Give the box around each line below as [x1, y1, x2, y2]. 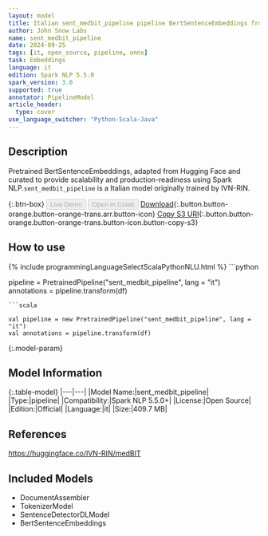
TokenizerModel [19, 501, 73, 510]
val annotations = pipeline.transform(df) [8, 329, 152, 337]
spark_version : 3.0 [8, 78, 73, 86]
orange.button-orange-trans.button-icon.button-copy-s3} [8, 217, 199, 227]
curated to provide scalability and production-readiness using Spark [8, 175, 233, 184]
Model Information [8, 366, 103, 380]
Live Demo [50, 200, 82, 208]
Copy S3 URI [156, 209, 199, 219]
